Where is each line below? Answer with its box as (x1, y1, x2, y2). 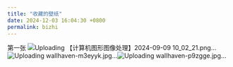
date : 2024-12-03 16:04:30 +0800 (7, 17, 106, 24)
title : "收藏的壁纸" (7, 10, 62, 18)
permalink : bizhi (7, 23, 59, 30)
